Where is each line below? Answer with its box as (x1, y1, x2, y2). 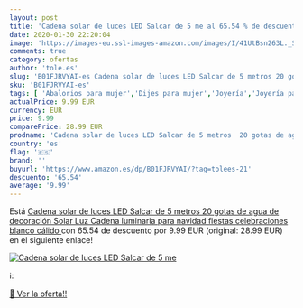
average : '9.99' (9, 182, 70, 191)
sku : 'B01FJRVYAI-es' (9, 80, 91, 89)
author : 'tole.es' (9, 64, 78, 73)
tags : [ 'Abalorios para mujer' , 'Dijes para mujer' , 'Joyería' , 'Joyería (9, 89, 284, 98)
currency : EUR (9, 106, 63, 115)
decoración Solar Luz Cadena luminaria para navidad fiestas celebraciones (9, 216, 289, 227)
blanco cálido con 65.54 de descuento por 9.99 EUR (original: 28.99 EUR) (9, 225, 283, 236)
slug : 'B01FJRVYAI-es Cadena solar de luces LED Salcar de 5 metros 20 (9, 72, 284, 81)
